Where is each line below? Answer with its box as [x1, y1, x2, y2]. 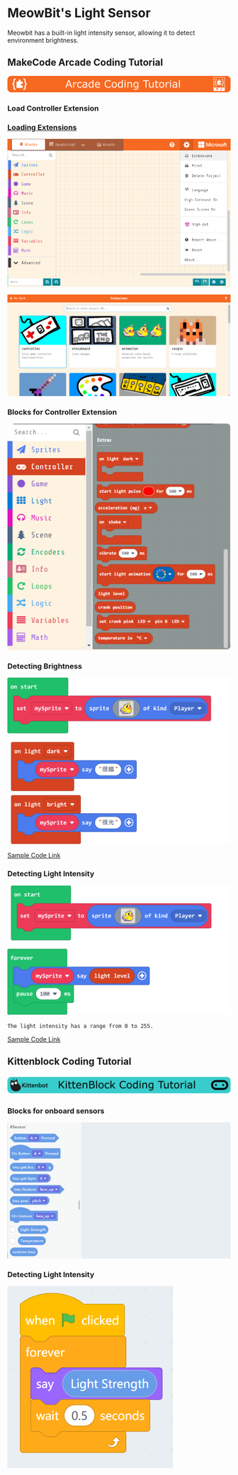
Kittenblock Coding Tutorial [7, 1056, 132, 1068]
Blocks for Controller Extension [7, 407, 118, 416]
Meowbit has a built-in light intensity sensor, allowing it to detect [7, 28, 195, 37]
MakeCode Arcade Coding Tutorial [7, 57, 164, 69]
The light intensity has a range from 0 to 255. [7, 1022, 154, 1029]
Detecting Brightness [7, 661, 83, 671]
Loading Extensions [7, 122, 77, 132]
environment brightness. [7, 35, 79, 44]
